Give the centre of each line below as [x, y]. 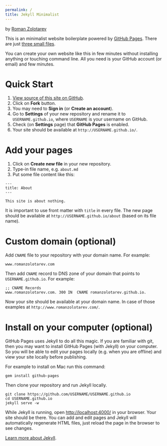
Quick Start [29, 84]
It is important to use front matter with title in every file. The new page [79, 210]
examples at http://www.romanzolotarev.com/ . [52, 307]
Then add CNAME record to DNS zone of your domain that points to [72, 273]
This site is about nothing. [35, 201]
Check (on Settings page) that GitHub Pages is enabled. [71, 124]
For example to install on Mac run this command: [55, 367]
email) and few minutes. [30, 64]
